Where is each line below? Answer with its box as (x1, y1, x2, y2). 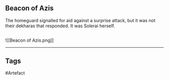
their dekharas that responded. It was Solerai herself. (5, 23, 115, 29)
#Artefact (5, 70, 25, 76)
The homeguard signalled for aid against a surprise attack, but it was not (5, 17, 156, 23)
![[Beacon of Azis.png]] (5, 37, 54, 43)
